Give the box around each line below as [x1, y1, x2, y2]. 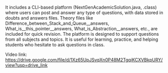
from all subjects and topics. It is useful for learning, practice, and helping [5, 36, 158, 42]
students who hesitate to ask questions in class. [5, 42, 105, 47]
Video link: [5, 51, 27, 57]
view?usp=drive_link [5, 62, 48, 68]
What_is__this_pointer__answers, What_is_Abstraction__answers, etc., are [5, 26, 158, 32]
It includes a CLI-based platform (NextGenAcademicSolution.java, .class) [5, 5, 157, 10]
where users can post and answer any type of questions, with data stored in [5, 10, 163, 16]
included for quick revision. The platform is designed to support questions [5, 31, 159, 37]
